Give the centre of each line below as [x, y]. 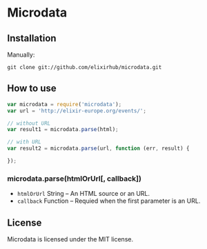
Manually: [21, 54]
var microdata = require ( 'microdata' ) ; [65, 104]
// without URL [29, 123]
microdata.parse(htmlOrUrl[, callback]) [74, 179]
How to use [32, 89]
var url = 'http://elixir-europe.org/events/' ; [77, 111]
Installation [32, 38]
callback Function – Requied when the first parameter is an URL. [109, 201]
